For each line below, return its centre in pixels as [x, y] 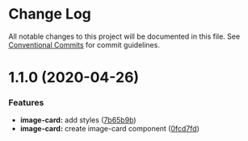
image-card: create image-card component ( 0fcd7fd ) [110, 129]
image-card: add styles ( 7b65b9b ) [78, 120]
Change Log [50, 14]
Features [26, 103]
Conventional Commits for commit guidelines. [84, 44]
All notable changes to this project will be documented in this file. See [124, 36]
